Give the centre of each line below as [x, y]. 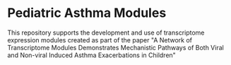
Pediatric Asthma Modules [87, 13]
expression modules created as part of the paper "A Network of [100, 40]
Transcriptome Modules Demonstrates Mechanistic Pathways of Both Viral [115, 47]
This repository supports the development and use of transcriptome [106, 32]
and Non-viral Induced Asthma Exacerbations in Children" [92, 55]
